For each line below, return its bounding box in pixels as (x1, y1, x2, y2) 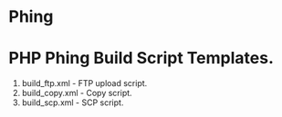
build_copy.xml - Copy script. (21, 88, 133, 99)
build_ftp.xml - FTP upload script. (21, 78, 148, 89)
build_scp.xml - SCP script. (21, 97, 124, 108)
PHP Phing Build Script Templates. (8, 48, 275, 69)
